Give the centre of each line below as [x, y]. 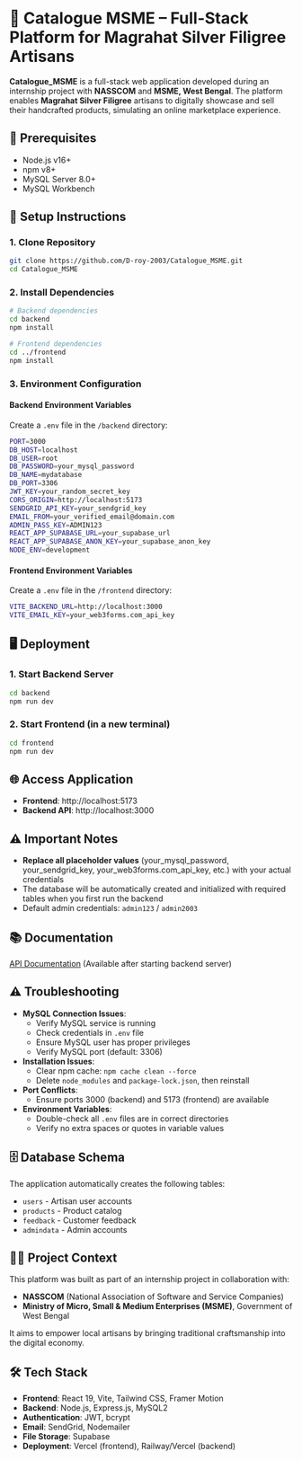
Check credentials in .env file [89, 1032]
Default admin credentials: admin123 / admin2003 [110, 908]
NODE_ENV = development [50, 550]
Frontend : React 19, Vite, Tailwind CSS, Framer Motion [123, 1398]
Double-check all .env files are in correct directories [132, 1119]
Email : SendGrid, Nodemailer [76, 1427]
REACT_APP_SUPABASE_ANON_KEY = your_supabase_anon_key [110, 542]
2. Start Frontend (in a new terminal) [90, 724]
